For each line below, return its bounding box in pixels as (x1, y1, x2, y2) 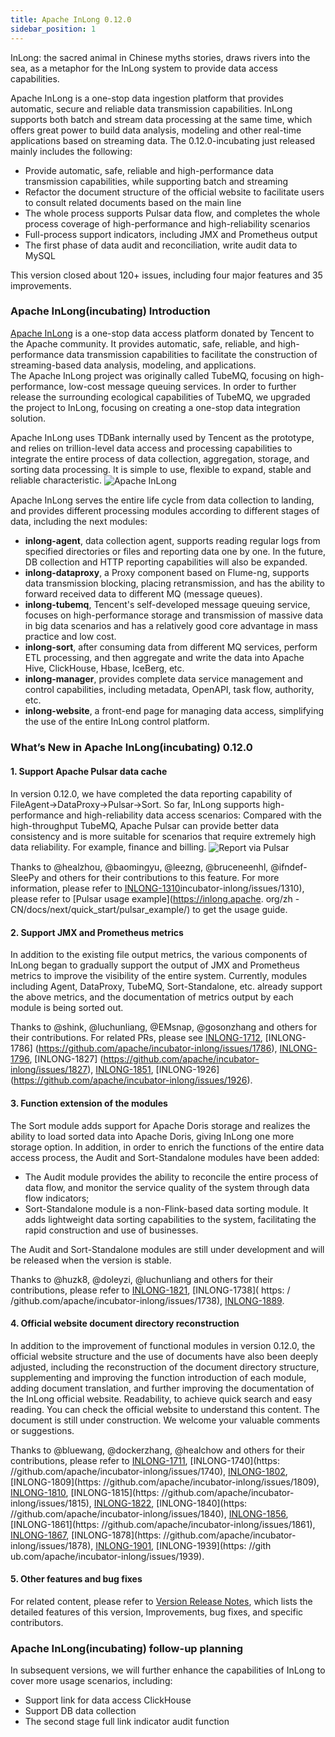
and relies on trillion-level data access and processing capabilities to (10, 442, 293, 454)
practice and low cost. (24, 631, 117, 643)
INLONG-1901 (95, 1539, 152, 1551)
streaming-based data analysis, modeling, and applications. (10, 359, 257, 371)
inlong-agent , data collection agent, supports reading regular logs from (24, 535, 321, 547)
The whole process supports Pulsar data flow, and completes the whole (24, 207, 321, 219)
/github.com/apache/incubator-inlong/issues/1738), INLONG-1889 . (10, 1294, 285, 1306)
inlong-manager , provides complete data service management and (24, 673, 303, 685)
